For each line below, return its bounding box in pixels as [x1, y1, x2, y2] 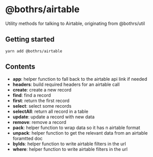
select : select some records [12, 103, 72, 109]
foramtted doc [12, 135, 43, 141]
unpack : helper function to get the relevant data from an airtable [12, 130, 148, 136]
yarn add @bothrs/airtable [5, 48, 63, 54]
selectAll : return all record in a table [12, 108, 88, 114]
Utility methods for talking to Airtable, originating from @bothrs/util [5, 20, 145, 26]
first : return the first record [12, 98, 70, 104]
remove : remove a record [12, 119, 67, 125]
